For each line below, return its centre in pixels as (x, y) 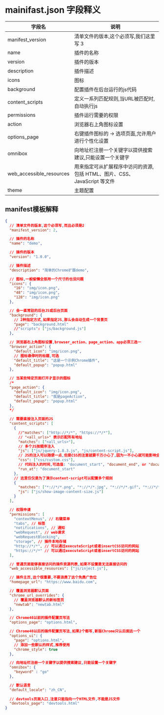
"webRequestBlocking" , (37, 537)
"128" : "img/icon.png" (37, 297)
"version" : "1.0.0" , (30, 257)
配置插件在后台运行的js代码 (105, 90)
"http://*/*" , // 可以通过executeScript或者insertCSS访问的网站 (76, 546)
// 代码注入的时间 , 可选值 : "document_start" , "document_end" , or (82, 464)
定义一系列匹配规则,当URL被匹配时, (114, 98)
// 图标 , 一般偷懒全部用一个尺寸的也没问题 (47, 279)
